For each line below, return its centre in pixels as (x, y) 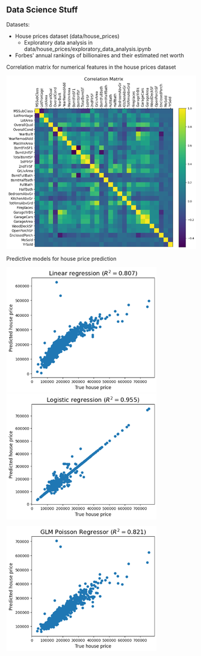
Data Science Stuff (42, 10)
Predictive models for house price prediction (61, 258)
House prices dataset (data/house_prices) (67, 36)
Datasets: (18, 24)
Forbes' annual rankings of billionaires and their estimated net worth (100, 55)
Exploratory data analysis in (58, 42)
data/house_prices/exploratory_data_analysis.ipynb (88, 49)
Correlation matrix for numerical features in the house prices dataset (91, 67)
